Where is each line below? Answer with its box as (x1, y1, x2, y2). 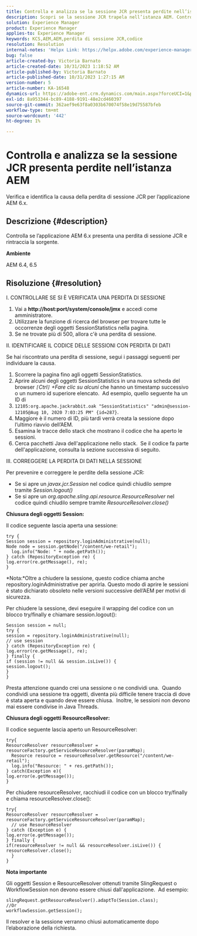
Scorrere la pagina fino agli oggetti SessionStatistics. (14, 371, 142, 378)
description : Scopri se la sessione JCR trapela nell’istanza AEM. (6, 14, 175, 20)
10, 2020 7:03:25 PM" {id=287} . (40, 408, 119, 415)
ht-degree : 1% (6, 118, 41, 124)
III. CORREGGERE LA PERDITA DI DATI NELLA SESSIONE (6, 457, 142, 464)
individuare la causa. (6, 359, 56, 366)
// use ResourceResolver (11, 822, 72, 828)
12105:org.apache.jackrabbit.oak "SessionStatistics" (14, 403, 149, 409)
